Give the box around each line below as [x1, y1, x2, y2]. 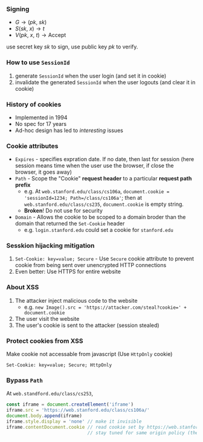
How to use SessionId [6, 58, 70, 67]
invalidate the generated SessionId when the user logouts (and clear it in [14, 78, 196, 86]
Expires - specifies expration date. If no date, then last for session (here [14, 156, 195, 163]
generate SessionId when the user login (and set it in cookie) [14, 72, 167, 79]
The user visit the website [14, 315, 80, 322]
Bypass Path [6, 376, 43, 384]
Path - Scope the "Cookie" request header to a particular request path [14, 175, 192, 182]
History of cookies [6, 100, 62, 108]
